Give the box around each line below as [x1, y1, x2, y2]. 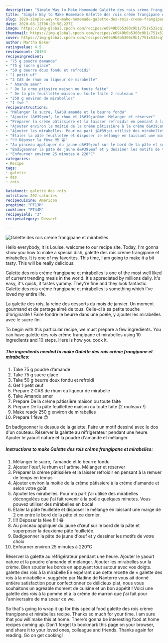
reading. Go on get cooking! [5, 632, 63, 638]
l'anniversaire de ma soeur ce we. [5, 596, 75, 602]
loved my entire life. [5, 291, 46, 297]
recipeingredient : [5, 54, 44, 59]
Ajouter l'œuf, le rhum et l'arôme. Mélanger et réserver [12, 464, 126, 470]
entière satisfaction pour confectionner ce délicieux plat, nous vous [5, 580, 144, 586]
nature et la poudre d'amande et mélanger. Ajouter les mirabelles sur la [5, 559, 152, 565]
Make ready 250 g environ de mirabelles [12, 409, 96, 415]
